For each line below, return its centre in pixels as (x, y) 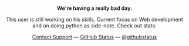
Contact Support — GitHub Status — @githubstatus (95, 37)
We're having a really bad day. (95, 8)
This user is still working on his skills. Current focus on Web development (95, 20)
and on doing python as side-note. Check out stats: (95, 26)
